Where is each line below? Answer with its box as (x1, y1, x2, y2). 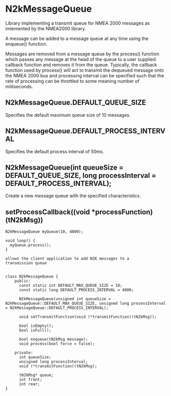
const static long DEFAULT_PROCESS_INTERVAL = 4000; (18, 287, 134, 293)
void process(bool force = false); (18, 341, 95, 346)
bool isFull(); (18, 328, 52, 333)
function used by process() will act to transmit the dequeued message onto (5, 67, 164, 73)
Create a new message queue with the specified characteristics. (5, 193, 141, 199)
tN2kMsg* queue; (18, 372, 54, 378)
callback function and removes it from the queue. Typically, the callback (5, 61, 157, 68)
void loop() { (5, 238, 36, 243)
